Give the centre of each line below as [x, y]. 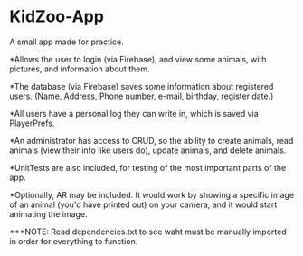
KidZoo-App [57, 17]
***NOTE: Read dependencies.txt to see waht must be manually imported [148, 232]
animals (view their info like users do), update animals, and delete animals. [148, 150]
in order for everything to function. [74, 241]
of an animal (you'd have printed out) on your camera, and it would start [143, 204]
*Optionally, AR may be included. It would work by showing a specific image [152, 194]
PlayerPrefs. [32, 123]
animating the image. [48, 213]
